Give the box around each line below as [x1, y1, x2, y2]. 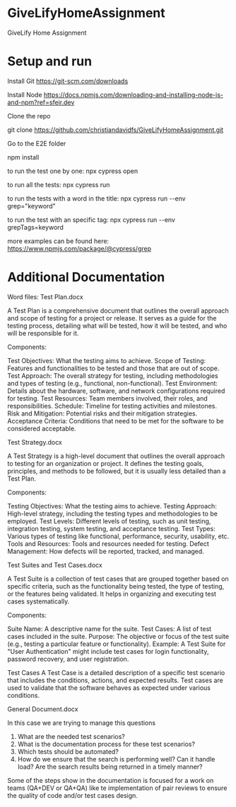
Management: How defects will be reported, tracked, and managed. [7, 547, 205, 555]
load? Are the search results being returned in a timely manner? [17, 762, 203, 771]
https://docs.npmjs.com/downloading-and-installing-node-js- [43, 90, 224, 99]
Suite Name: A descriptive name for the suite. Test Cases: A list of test [7, 624, 212, 633]
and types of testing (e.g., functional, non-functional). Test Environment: [7, 379, 218, 387]
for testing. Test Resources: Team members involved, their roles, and [7, 394, 208, 402]
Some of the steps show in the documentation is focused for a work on [7, 776, 214, 784]
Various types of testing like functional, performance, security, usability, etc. [7, 532, 230, 540]
